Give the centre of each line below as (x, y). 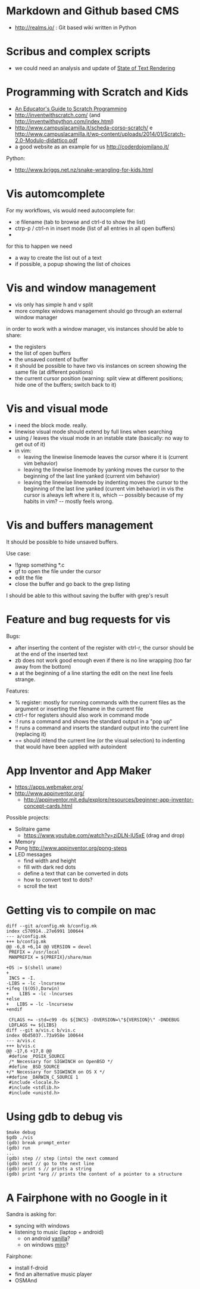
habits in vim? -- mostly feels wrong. (68, 501)
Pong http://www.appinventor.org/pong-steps (71, 848)
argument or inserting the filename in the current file (79, 709)
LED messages (33, 855)
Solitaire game (32, 829)
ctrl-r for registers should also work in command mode (82, 715)
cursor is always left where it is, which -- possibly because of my (103, 495)
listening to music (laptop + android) (59, 1232)
